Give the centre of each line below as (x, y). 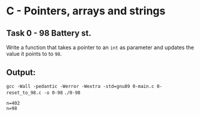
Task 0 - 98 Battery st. (49, 33)
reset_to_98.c (24, 93)
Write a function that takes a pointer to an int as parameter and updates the (100, 47)
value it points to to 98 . (34, 54)
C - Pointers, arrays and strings (86, 11)
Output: (21, 73)
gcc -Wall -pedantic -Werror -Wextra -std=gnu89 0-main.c (80, 86)
